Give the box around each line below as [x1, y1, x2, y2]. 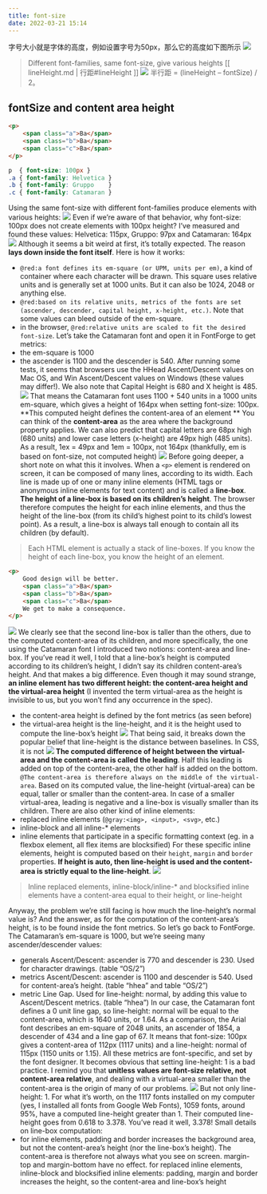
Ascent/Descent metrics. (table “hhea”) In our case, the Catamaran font [19, 998, 255, 1007]
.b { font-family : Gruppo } [8, 181, 112, 189]
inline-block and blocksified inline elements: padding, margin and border [19, 1168, 258, 1178]
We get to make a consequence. [22, 605, 127, 613]
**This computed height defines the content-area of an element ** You [19, 408, 255, 418]
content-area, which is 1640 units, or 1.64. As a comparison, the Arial [19, 1015, 246, 1025]
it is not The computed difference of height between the [19, 747, 218, 756]
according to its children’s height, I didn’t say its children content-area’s [8, 661, 242, 671]
